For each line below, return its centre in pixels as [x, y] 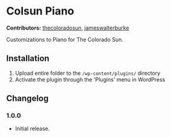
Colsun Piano [40, 11]
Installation [28, 59]
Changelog [27, 99]
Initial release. [32, 129]
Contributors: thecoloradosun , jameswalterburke [68, 28]
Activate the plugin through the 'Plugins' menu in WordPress [90, 79]
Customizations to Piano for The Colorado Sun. [65, 39]
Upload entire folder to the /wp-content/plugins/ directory [88, 73]
